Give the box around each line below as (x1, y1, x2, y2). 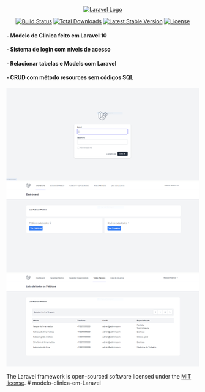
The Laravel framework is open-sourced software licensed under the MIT (6, 373, 192, 380)
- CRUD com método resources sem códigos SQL (6, 74, 133, 81)
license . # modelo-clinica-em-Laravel (6, 379, 101, 386)
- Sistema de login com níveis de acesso (6, 46, 111, 53)
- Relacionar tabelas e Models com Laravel (6, 60, 117, 67)
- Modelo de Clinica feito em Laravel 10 (6, 31, 107, 39)
